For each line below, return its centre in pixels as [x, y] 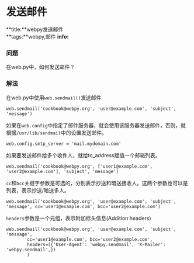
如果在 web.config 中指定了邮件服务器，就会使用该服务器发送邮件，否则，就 [96, 125]
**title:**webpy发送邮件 [35, 29]
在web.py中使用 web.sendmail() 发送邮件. [55, 98]
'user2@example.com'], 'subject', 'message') [62, 171]
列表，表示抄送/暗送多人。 [38, 190]
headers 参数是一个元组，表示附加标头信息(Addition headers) [79, 218]
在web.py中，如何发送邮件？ [41, 67]
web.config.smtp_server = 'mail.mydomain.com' [64, 144]
